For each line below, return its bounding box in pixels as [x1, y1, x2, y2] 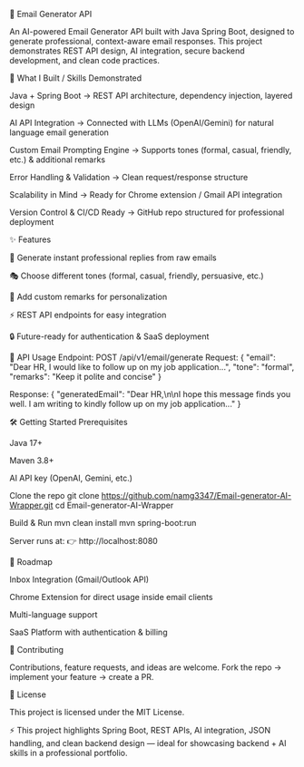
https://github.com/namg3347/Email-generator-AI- [101, 490, 292, 500]
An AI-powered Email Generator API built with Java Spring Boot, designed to [9, 26, 295, 36]
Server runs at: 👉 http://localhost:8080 [9, 536, 159, 546]
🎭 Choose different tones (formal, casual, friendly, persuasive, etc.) [9, 270, 265, 281]
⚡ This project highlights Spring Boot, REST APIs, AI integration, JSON [9, 725, 270, 735]
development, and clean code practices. [9, 55, 161, 65]
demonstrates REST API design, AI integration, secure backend [9, 45, 245, 56]
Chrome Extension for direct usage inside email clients [9, 592, 213, 602]
